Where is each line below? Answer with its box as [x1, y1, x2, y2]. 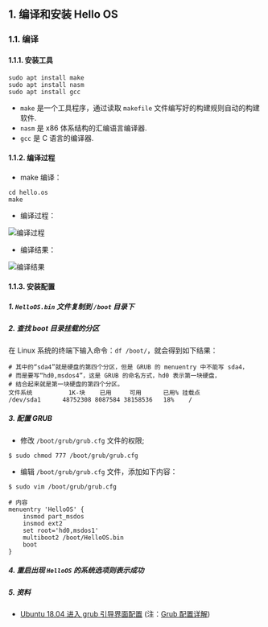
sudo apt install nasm [8, 80, 85, 89]
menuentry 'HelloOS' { [8, 505, 85, 514]
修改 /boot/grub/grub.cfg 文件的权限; [19, 435, 145, 445]
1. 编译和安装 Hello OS [8, 7, 118, 22]
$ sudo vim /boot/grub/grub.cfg [8, 482, 117, 491]
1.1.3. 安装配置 [8, 282, 56, 291]
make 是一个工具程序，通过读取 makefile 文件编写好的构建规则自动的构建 [19, 103, 260, 113]
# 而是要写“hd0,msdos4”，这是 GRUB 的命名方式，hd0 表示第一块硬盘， [8, 371, 221, 380]
